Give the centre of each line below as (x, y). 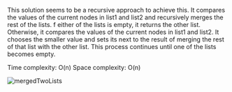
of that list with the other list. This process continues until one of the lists (112, 47)
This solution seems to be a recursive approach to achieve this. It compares (116, 10)
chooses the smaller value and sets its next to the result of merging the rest (116, 39)
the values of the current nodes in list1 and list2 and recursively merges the (115, 17)
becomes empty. (31, 54)
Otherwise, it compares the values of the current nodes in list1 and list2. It (113, 32)
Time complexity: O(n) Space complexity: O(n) (74, 67)
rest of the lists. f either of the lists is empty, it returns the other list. (104, 25)
